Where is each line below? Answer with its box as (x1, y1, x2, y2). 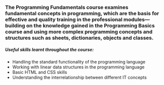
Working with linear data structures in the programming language (12, 64, 145, 70)
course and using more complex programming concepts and (5, 28, 153, 35)
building (5, 22, 26, 29)
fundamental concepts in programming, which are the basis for (5, 10, 159, 17)
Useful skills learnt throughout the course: (5, 46, 94, 52)
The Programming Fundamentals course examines (5, 4, 129, 11)
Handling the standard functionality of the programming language (12, 59, 146, 64)
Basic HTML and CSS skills (12, 69, 67, 75)
